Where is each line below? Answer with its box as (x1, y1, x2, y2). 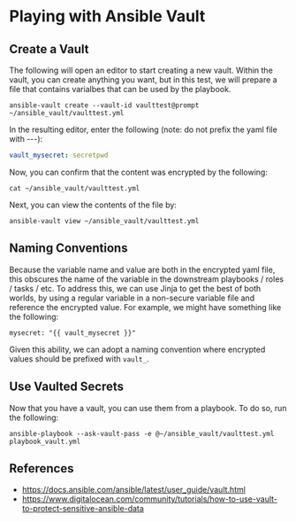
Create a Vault (9, 42, 90, 57)
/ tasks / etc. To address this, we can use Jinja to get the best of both (9, 283, 262, 293)
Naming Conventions (9, 241, 128, 256)
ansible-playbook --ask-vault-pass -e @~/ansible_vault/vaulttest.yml (9, 429, 275, 438)
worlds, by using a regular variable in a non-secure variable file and (9, 292, 254, 303)
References (9, 461, 74, 476)
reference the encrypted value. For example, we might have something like (9, 301, 282, 312)
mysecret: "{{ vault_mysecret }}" (9, 328, 137, 338)
